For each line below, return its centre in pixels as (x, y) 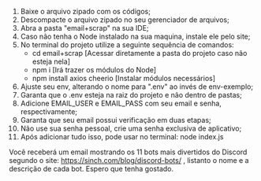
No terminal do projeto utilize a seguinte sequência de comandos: (127, 45)
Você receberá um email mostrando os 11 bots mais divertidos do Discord (128, 152)
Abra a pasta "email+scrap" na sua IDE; (84, 28)
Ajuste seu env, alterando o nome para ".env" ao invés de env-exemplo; (137, 87)
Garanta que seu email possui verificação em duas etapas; (116, 120)
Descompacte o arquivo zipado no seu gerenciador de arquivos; (125, 20)
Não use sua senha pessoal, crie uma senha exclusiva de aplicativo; (131, 128)
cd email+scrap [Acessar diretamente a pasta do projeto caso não (140, 53)
